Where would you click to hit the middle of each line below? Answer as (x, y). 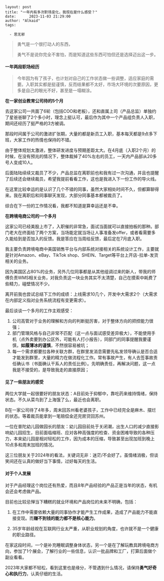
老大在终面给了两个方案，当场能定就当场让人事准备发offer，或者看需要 (80, 233)
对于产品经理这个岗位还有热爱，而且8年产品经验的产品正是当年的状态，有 (79, 485)
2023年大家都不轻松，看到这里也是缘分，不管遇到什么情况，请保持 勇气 (77, 567)
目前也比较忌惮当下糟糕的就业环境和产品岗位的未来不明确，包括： (71, 501)
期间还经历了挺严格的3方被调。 (36, 123)
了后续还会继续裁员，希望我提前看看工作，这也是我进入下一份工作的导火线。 (82, 179)
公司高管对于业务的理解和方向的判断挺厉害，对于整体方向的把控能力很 (83, 321)
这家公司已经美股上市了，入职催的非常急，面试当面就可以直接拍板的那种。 (80, 226)
